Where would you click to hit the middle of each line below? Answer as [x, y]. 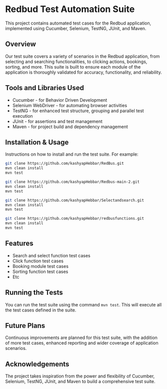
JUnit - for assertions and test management [57, 121]
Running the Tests [34, 293]
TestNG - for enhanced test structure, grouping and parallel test [78, 111]
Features [19, 244]
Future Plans [25, 326]
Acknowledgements [37, 364]
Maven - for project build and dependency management [70, 127]
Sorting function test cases [40, 271]
